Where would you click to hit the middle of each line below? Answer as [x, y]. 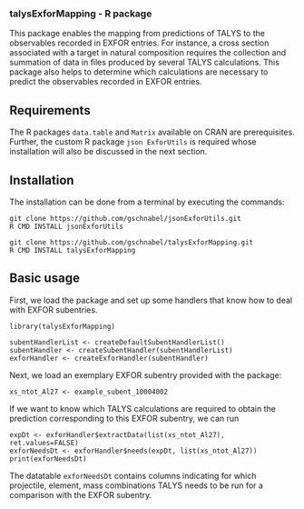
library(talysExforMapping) [63, 326]
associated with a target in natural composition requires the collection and [148, 53]
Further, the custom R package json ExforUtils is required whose [133, 142]
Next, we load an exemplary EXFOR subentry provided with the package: [146, 374]
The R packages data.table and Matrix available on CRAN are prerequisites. [152, 132]
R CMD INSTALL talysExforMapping [73, 250]
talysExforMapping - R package [81, 14]
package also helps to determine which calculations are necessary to [139, 72]
